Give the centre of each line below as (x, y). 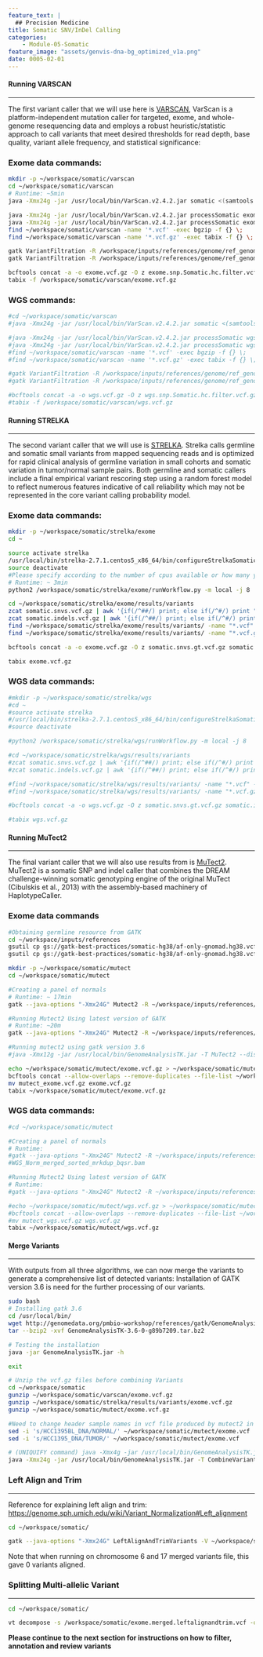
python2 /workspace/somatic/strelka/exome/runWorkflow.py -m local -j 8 (129, 589)
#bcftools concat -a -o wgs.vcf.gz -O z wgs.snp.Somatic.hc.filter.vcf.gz (133, 396)
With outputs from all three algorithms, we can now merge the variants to (126, 1270)
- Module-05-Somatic (56, 45)
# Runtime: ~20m (34, 1026)
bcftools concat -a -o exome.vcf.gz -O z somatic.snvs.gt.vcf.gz (117, 647)
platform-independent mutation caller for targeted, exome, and (109, 118)
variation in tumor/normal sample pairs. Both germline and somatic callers (127, 470)
